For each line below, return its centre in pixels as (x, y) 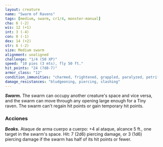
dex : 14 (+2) (18, 41)
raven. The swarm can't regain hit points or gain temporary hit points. (74, 106)
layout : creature (23, 9)
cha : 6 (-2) (17, 23)
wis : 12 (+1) (18, 28)
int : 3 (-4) (17, 32)
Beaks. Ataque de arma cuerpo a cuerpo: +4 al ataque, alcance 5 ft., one (78, 129)
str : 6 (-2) (17, 46)
